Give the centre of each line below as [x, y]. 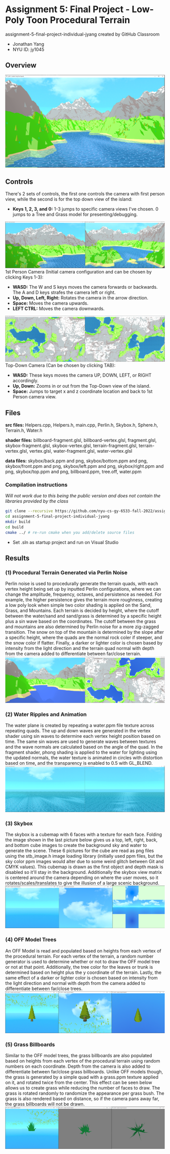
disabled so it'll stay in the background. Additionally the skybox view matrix [83, 872]
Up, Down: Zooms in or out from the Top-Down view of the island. [81, 386]
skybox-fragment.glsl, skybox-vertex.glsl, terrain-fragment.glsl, [72, 446]
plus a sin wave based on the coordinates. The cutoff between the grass [81, 621]
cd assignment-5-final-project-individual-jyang [57, 517]
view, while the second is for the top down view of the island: [69, 199]
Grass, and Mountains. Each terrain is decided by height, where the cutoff [82, 610]
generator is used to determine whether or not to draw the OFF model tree [83, 961]
